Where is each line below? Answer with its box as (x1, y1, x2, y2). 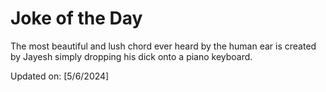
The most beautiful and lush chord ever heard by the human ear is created (10, 40, 317, 52)
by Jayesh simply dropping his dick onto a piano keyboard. (10, 50, 253, 62)
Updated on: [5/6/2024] (10, 70, 110, 82)
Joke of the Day (10, 7, 143, 30)
